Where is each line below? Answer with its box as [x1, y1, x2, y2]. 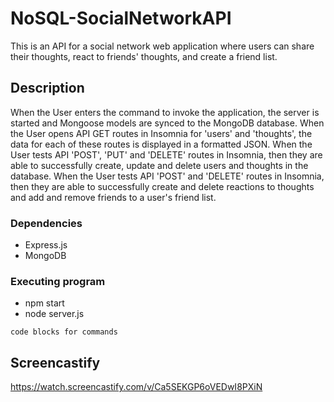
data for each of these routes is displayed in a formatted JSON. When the [10, 138, 313, 150]
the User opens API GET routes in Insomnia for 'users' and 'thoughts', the [10, 127, 313, 139]
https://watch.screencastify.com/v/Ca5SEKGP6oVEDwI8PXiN [10, 381, 263, 393]
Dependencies [10, 216, 83, 230]
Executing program [10, 274, 106, 288]
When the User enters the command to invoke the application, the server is [10, 106, 320, 118]
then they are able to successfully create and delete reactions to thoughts [10, 180, 315, 192]
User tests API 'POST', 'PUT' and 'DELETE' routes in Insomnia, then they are [10, 148, 323, 161]
